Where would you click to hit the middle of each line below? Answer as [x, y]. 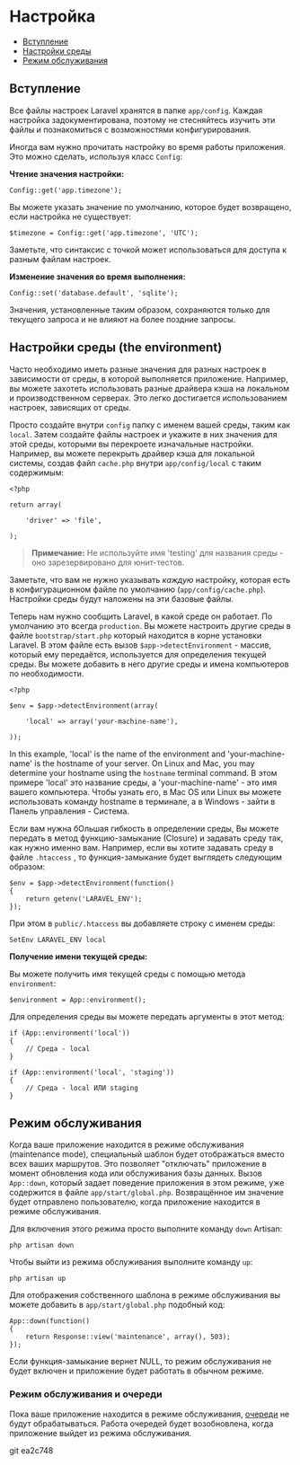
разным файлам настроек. [60, 259]
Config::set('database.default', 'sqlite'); [94, 293]
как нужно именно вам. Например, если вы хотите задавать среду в [141, 847]
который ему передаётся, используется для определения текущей [138, 654]
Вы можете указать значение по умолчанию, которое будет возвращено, [150, 207]
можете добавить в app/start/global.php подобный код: [117, 1305]
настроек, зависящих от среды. [71, 407]
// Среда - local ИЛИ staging [82, 1088]
